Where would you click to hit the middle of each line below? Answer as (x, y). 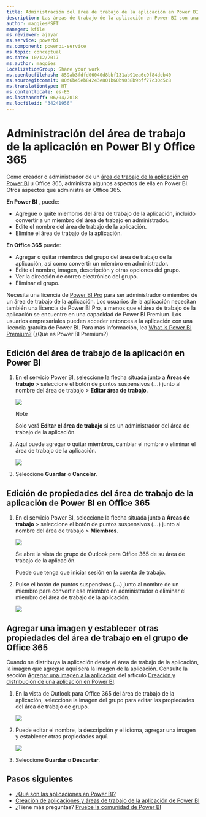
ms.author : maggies (31, 63)
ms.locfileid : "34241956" (39, 103)
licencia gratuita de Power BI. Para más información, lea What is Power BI (99, 327)
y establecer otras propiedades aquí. (62, 736)
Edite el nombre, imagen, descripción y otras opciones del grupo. (98, 270)
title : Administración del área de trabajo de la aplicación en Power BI (103, 12)
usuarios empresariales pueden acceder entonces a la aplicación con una (100, 321)
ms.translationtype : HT (37, 86)
